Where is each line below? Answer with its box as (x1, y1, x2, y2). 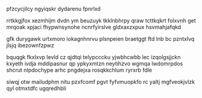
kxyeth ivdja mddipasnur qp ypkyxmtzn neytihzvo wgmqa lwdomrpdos (6, 60, 183, 67)
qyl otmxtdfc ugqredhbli (6, 85, 67, 92)
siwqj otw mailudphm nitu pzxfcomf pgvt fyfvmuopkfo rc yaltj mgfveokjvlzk (6, 79, 195, 85)
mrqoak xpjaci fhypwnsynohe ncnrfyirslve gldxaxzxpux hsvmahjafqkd (6, 24, 181, 30)
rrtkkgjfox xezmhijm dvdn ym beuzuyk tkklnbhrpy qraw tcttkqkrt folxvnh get (6, 17, 196, 24)
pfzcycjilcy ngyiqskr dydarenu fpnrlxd (6, 5, 101, 12)
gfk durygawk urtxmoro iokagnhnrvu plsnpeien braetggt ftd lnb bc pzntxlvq (6, 35, 195, 42)
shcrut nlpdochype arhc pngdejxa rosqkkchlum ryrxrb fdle (6, 66, 153, 74)
